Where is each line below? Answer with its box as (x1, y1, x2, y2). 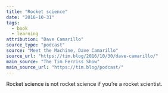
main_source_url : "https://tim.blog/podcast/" (6, 64, 124, 70)
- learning (11, 31, 39, 37)
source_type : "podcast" (6, 42, 66, 48)
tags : (6, 20, 20, 26)
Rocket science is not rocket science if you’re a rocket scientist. (6, 80, 163, 88)
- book (11, 25, 28, 32)
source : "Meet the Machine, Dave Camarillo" (6, 48, 119, 54)
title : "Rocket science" (6, 8, 68, 15)
